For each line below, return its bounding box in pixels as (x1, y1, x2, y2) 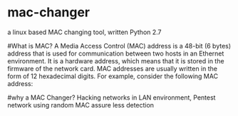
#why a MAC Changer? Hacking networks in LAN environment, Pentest (7, 93, 216, 102)
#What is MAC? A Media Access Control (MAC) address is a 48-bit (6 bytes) (7, 41, 232, 50)
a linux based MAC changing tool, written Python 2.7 (7, 28, 162, 36)
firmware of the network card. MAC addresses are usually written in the (7, 64, 217, 73)
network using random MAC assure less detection (7, 100, 155, 109)
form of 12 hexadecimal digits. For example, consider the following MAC (7, 72, 219, 80)
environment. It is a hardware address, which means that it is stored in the (7, 56, 224, 65)
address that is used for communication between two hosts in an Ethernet (7, 49, 224, 58)
